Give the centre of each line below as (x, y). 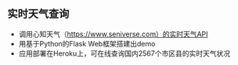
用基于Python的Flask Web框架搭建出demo (87, 43)
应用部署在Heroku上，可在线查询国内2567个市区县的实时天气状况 (124, 53)
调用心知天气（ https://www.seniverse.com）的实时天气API (113, 34)
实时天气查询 (38, 14)
